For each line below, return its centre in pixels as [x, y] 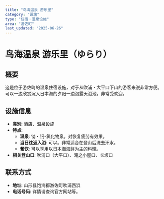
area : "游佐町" [20, 24]
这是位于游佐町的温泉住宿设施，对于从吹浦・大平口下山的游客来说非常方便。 [83, 87]
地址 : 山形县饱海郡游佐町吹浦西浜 [46, 185]
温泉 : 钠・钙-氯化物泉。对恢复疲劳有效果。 [64, 136]
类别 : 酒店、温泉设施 [33, 124]
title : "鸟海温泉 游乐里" [29, 10]
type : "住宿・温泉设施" [27, 19]
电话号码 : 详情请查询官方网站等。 [46, 191]
